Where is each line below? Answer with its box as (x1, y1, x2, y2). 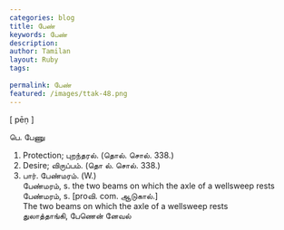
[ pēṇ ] (9, 114, 34, 125)
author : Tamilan (9, 47, 71, 56)
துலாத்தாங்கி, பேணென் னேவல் (22, 210, 132, 221)
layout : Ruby (9, 55, 59, 64)
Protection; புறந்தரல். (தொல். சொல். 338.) (22, 149, 174, 160)
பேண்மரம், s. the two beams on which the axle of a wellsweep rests (22, 180, 275, 191)
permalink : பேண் (9, 81, 73, 90)
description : (9, 38, 59, 48)
